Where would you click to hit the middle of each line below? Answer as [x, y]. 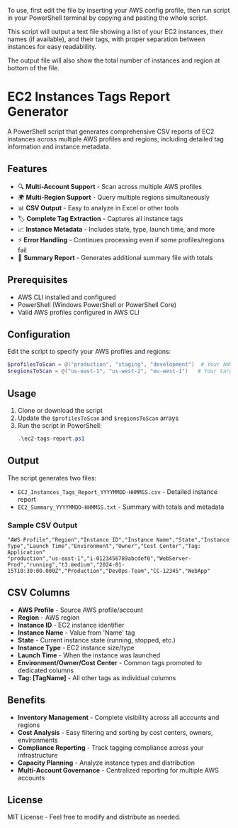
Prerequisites [38, 280]
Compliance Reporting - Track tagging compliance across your [110, 747]
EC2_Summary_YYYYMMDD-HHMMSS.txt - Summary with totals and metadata [121, 507]
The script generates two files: [52, 478]
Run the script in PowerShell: [60, 425]
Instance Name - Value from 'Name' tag [76, 633]
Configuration [39, 334]
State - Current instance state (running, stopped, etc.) [96, 640]
